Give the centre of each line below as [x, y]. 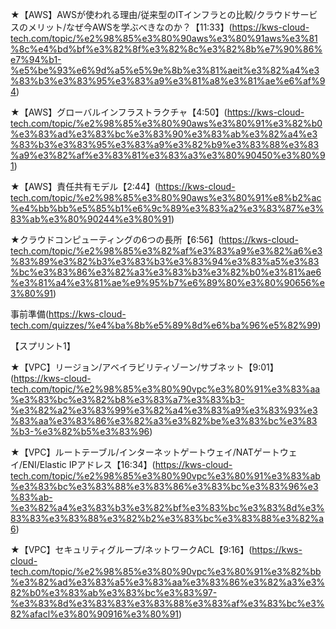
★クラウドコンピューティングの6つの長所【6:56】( [116, 239]
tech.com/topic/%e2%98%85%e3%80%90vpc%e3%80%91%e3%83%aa [165, 389]
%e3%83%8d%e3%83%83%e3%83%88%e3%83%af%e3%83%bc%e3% [167, 603]
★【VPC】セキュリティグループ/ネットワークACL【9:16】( [131, 549]
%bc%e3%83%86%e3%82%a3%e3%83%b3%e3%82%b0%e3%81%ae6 [166, 272]
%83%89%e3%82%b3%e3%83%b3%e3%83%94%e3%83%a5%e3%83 [165, 261]
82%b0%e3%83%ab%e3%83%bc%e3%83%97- [114, 592]
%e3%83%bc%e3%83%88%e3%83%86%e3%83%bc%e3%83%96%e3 [164, 486]
